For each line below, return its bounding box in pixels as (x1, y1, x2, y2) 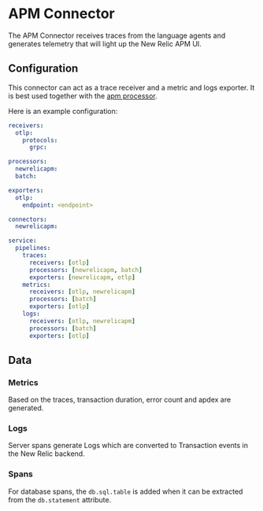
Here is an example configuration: (8, 106, 118, 116)
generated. (8, 403, 44, 413)
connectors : (8, 215, 47, 223)
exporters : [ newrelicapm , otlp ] (28, 273, 135, 281)
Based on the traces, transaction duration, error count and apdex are (8, 395, 232, 405)
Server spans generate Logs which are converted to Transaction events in (8, 441, 248, 450)
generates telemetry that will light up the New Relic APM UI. (8, 39, 202, 48)
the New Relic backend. (8, 449, 85, 458)
